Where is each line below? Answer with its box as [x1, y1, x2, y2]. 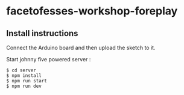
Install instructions [6, 28, 78, 38]
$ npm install [6, 73, 42, 79]
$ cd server [6, 67, 36, 73]
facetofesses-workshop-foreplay [6, 4, 178, 18]
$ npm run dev [6, 83, 42, 89]
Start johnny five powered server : [6, 56, 91, 63]
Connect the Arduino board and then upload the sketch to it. [6, 44, 156, 51]
